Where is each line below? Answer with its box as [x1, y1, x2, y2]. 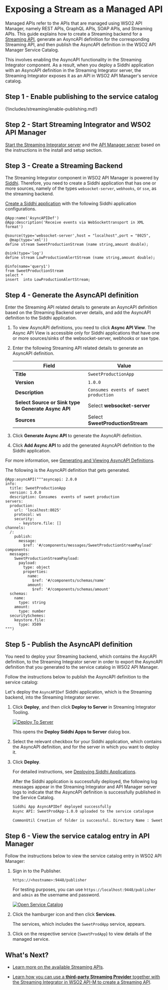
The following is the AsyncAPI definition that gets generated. [5, 467, 130, 473]
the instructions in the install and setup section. [5, 147, 102, 153]
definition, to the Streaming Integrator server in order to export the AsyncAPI [5, 659, 163, 664]
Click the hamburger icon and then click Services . [12, 911, 116, 918]
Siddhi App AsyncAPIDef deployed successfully [12, 804, 111, 809]
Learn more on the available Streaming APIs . [12, 964, 104, 970]
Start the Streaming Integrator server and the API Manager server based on [5, 142, 160, 148]
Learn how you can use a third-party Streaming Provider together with [12, 974, 160, 980]
